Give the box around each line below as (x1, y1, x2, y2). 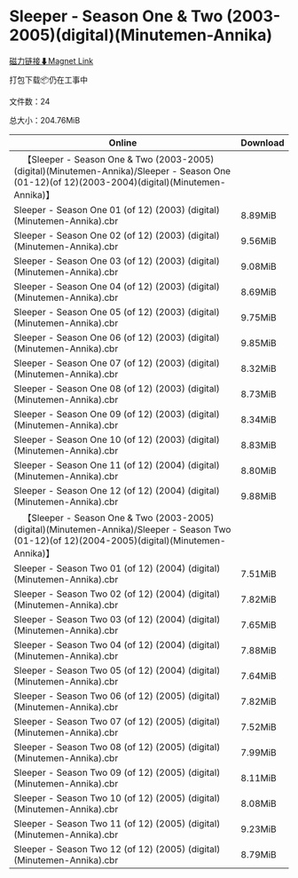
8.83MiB (240, 439, 277, 451)
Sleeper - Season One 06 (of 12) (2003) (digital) (13, 331, 220, 344)
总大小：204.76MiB (9, 115, 81, 125)
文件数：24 (9, 96, 51, 107)
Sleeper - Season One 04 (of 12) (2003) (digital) (13, 280, 220, 292)
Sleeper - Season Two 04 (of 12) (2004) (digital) (13, 638, 221, 651)
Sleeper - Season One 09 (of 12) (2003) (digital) (13, 407, 220, 420)
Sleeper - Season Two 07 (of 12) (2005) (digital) (13, 715, 221, 727)
